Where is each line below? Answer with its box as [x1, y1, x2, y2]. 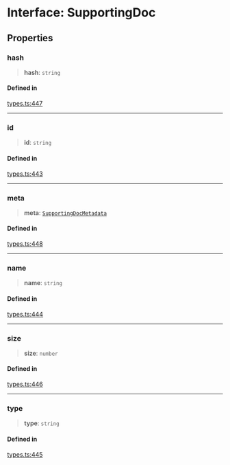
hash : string [23, 68, 61, 76]
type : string [23, 419, 60, 427]
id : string [23, 139, 52, 147]
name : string [23, 279, 63, 287]
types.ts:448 [7, 240, 43, 248]
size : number [23, 349, 58, 357]
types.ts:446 [7, 380, 43, 389]
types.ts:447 [7, 100, 43, 108]
